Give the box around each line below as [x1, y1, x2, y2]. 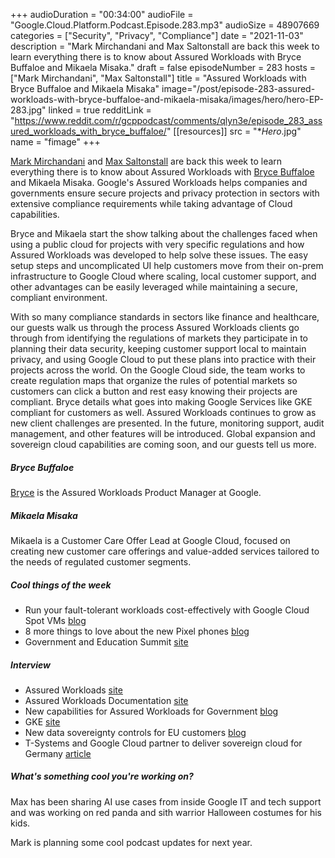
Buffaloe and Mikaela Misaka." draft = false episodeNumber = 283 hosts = [10, 62, 317, 73]
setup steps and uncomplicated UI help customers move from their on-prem [10, 260, 324, 271]
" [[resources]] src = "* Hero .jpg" [166, 125, 302, 137]
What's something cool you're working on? [10, 770, 194, 783]
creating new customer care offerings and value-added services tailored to [10, 545, 320, 557]
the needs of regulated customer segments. [10, 555, 192, 568]
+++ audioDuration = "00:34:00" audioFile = [10, 9, 194, 20]
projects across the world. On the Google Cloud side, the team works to [10, 364, 306, 376]
